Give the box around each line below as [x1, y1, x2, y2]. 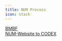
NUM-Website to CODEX [5, 31, 57, 37]
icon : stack [5, 12, 30, 17]
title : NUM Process [5, 7, 46, 12]
